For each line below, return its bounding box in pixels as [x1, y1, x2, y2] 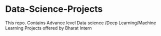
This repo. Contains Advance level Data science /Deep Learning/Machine [5, 20, 156, 26]
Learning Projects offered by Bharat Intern [5, 25, 92, 31]
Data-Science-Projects [5, 3, 103, 15]
